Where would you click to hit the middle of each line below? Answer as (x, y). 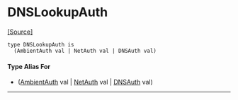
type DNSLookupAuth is (41, 44)
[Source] (20, 32)
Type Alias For (29, 66)
